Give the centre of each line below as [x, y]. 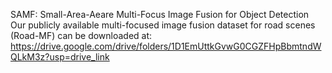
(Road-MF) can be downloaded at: [81, 35]
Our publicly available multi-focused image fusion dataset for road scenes [163, 25]
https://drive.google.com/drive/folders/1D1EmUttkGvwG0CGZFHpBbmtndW [166, 46]
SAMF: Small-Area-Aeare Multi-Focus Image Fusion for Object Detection [160, 14]
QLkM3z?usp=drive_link [60, 57]
